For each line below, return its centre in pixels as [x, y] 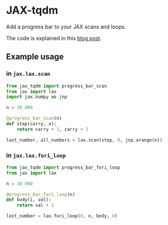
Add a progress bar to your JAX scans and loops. [66, 27]
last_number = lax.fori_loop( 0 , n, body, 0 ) [62, 216]
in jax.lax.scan [28, 73]
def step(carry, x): [32, 124]
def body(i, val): [29, 200]
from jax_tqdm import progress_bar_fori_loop [63, 167]
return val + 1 [35, 205]
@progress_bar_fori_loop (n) [41, 194]
